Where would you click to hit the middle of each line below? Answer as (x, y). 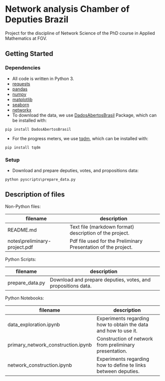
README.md (22, 230)
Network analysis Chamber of (68, 9)
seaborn (21, 105)
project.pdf (20, 247)
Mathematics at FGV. (26, 38)
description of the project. (99, 233)
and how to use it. (117, 330)
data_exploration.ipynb (34, 324)
